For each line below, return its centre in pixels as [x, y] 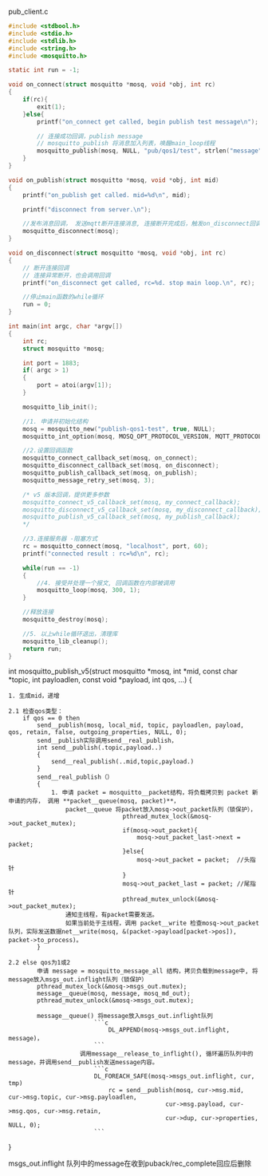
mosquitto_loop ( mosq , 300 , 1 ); [89, 590]
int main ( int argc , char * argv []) [66, 326]
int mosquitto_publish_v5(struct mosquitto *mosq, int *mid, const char [123, 671]
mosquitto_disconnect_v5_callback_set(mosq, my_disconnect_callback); [142, 510]
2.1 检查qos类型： [36, 712]
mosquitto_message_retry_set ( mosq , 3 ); [89, 480]
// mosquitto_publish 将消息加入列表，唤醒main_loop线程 [126, 144]
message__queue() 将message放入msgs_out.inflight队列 [125, 1016]
